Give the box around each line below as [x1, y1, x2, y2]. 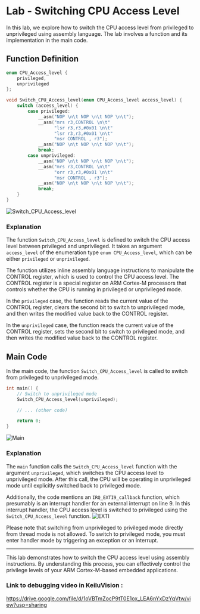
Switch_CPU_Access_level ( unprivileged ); [17, 396, 118, 402]
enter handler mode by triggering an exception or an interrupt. [6, 536, 159, 544]
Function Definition [6, 54, 79, 64]
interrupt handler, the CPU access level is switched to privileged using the [6, 506, 187, 513]
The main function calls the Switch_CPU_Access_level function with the [6, 462, 177, 470]
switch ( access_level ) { [17, 103, 79, 109]
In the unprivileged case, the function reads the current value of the [6, 322, 174, 329]
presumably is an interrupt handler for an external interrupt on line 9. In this [6, 499, 190, 507]
